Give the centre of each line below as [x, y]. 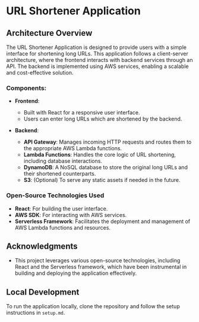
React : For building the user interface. [61, 208]
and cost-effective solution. [40, 72]
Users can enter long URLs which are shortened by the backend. [103, 119]
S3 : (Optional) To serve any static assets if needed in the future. [102, 180]
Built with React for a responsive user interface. [82, 113]
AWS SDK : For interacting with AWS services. [71, 215]
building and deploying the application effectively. [76, 273]
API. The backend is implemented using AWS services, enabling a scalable [97, 66]
